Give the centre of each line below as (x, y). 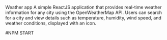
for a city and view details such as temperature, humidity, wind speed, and (83, 18)
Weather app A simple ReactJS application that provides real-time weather (83, 7)
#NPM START (20, 33)
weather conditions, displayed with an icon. (51, 23)
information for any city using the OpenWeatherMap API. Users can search (83, 12)
